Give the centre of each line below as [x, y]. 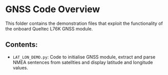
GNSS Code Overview [53, 9]
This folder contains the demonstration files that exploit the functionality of [84, 23]
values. [20, 67]
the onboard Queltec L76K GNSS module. [49, 28]
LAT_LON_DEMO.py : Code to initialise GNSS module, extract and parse [84, 57]
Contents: [22, 45]
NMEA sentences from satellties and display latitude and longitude [83, 62]
